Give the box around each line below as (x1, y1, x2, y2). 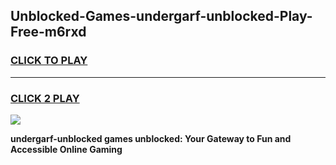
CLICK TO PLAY (10, 54, 88, 68)
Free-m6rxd (10, 24, 87, 41)
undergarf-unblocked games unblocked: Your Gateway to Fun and (10, 132, 292, 144)
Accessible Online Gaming (10, 143, 123, 155)
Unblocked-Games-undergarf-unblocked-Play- (10, 8, 313, 25)
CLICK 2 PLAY (10, 91, 80, 105)
